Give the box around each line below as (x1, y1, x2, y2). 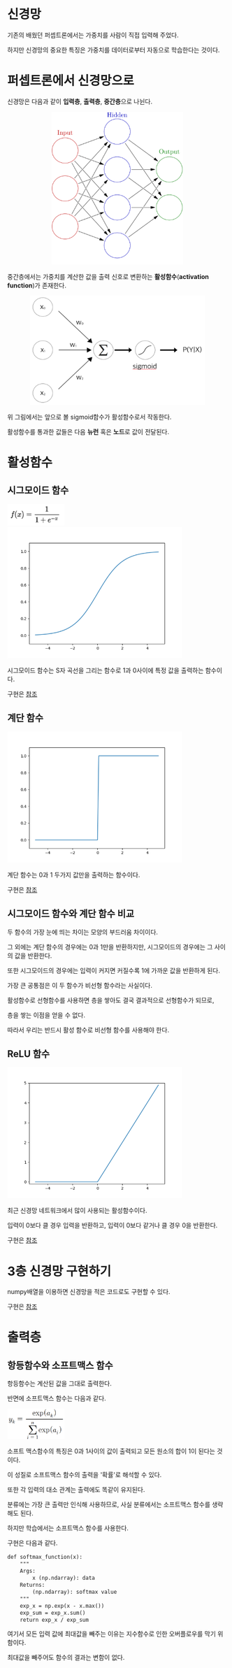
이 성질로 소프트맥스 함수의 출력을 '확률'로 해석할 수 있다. (7, 1471, 162, 1479)
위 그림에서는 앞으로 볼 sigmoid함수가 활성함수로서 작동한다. (7, 412, 172, 421)
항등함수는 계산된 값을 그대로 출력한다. (7, 1379, 112, 1388)
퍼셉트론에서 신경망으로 (7, 73, 134, 89)
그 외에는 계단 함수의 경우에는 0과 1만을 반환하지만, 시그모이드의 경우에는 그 (7, 942, 213, 951)
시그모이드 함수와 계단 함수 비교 (7, 908, 135, 920)
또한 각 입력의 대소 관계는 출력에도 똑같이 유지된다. (7, 1486, 145, 1494)
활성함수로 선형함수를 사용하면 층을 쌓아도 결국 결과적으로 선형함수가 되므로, (7, 995, 215, 1004)
